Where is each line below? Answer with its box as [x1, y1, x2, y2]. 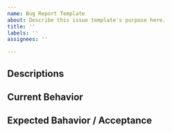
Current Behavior [7, 91, 83, 103]
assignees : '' [7, 36, 49, 43]
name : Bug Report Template [7, 10, 85, 17]
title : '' [7, 23, 36, 30]
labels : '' [7, 29, 39, 37]
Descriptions [7, 67, 64, 80]
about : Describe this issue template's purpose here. [7, 17, 166, 24]
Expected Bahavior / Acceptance [7, 115, 153, 127]
